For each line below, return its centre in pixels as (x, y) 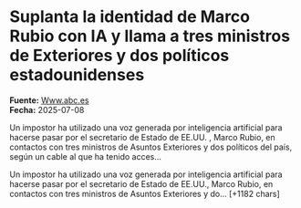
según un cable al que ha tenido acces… (86, 156)
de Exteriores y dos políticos (119, 56)
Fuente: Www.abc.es (49, 100)
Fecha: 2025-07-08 (47, 109)
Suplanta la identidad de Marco (130, 17)
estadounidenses (77, 75)
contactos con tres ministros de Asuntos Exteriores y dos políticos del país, (151, 147)
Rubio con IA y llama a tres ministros (150, 36)
